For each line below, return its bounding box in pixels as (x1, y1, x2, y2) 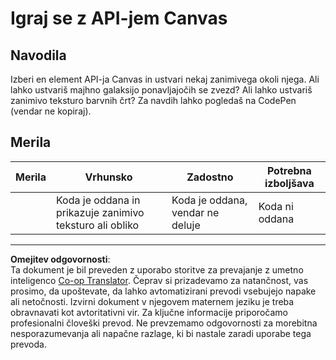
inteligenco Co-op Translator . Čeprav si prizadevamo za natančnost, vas (10, 274, 309, 286)
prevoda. (10, 338, 47, 350)
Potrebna (266, 163, 312, 177)
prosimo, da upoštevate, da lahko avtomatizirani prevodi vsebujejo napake (10, 285, 317, 297)
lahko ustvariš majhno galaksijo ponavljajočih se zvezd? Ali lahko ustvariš (10, 84, 313, 96)
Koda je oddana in (55, 193, 141, 207)
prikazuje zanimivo (55, 205, 145, 219)
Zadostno (186, 170, 234, 184)
